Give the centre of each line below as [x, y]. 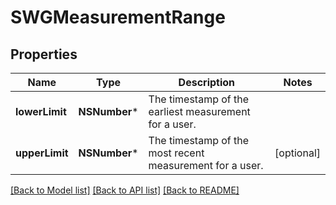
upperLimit [42, 153]
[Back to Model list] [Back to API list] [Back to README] [125, 190]
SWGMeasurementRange [118, 17]
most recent [176, 153]
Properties [44, 54]
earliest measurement [199, 111]
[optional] [297, 153]
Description [207, 82]
